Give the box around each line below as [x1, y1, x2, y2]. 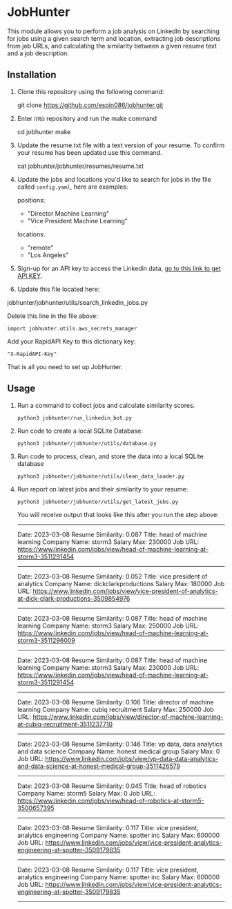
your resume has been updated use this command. [17, 148, 162, 156]
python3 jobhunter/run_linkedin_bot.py [17, 414, 133, 422]
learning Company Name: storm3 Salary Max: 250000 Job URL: [17, 621, 199, 630]
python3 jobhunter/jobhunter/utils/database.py [17, 440, 157, 447]
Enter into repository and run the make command [17, 114, 157, 122]
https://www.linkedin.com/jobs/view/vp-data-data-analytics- [45, 754, 219, 762]
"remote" [27, 243, 54, 252]
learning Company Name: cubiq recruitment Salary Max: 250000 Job [17, 705, 214, 713]
